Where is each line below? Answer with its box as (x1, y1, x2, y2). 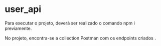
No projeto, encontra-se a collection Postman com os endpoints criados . (5, 35, 156, 41)
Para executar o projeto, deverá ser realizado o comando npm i (5, 20, 135, 26)
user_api (5, 3, 42, 15)
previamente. (5, 25, 32, 31)
